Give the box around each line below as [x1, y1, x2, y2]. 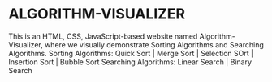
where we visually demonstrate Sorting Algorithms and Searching [44, 39, 264, 49]
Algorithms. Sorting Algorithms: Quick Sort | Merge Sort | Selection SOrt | [8, 48, 254, 58]
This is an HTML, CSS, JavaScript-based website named [8, 31, 198, 41]
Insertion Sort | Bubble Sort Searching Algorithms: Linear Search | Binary [8, 57, 253, 67]
